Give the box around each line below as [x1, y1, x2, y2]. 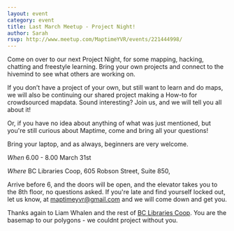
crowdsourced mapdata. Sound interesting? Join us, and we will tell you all [7, 98, 222, 106]
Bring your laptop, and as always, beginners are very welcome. [7, 140, 189, 148]
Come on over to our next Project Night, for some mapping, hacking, [7, 55, 204, 63]
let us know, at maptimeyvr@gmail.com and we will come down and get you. [7, 196, 227, 204]
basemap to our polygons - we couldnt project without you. [7, 216, 178, 225]
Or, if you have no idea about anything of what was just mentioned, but [7, 119, 212, 127]
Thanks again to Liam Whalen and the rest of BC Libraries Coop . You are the [7, 209, 227, 217]
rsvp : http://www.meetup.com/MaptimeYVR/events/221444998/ [7, 36, 183, 43]
